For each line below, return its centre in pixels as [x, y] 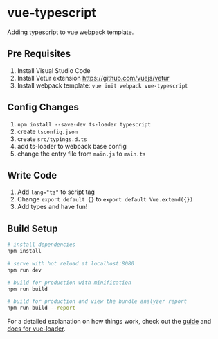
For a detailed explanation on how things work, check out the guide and [109, 322]
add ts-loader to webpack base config [72, 146]
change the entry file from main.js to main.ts [82, 154]
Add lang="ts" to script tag [56, 192]
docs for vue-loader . [36, 329]
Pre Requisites [39, 54]
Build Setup [33, 228]
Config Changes [43, 107]
